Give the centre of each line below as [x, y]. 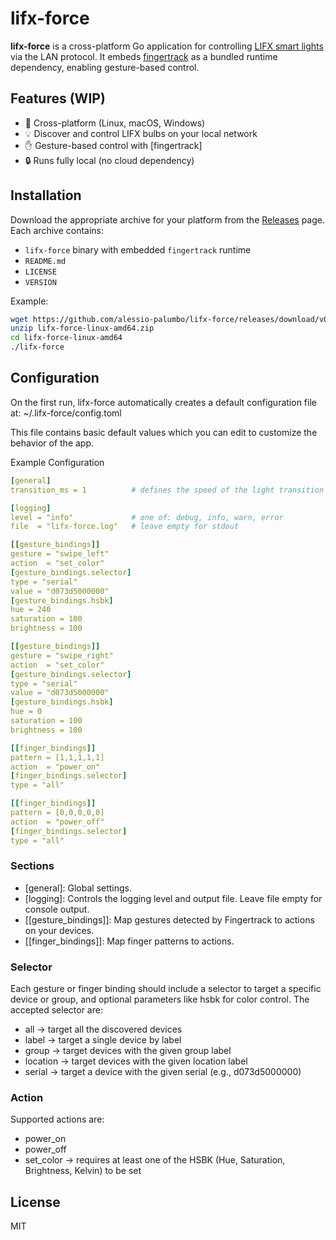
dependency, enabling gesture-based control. [105, 67]
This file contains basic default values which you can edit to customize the [164, 432]
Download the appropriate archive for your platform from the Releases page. [168, 219]
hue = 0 [26, 712]
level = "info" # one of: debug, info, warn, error [147, 517]
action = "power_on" [55, 767]
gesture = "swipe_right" [62, 655]
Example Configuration [57, 462]
